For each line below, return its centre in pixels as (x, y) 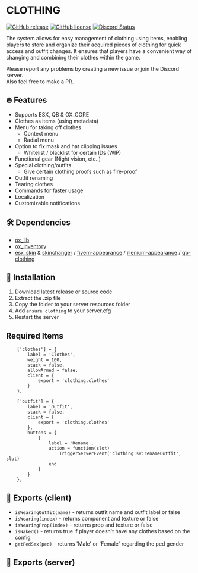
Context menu (41, 133)
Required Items (35, 336)
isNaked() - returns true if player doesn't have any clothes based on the (103, 531)
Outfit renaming (34, 178)
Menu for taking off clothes (48, 127)
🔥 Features (27, 100)
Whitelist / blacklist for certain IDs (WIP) (72, 152)
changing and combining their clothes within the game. (73, 57)
